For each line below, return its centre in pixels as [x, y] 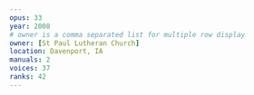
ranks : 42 [28, 77]
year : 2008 [30, 26]
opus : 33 [26, 18]
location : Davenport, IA [56, 52]
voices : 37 [30, 69]
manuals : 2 [30, 60]
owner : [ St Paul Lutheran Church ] [75, 43]
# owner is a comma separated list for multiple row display [127, 34]
